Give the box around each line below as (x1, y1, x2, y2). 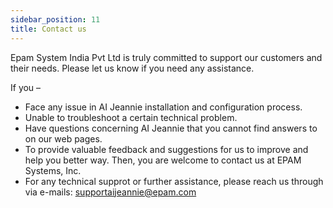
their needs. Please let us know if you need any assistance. (10, 62, 255, 74)
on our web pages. (24, 132, 103, 145)
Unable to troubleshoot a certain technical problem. (24, 111, 238, 123)
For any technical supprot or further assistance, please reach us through (24, 175, 324, 187)
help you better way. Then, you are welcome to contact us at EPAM (24, 154, 302, 166)
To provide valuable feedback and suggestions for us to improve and (24, 143, 309, 155)
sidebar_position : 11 (10, 14, 101, 25)
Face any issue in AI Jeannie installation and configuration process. (24, 101, 303, 113)
